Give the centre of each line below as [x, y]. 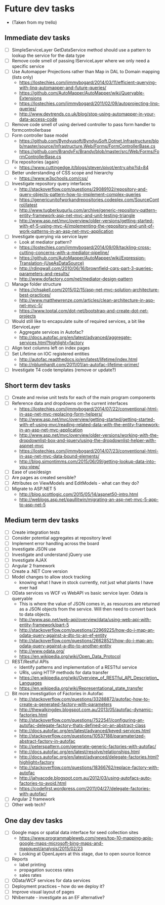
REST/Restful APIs [30, 662]
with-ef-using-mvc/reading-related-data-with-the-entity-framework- [89, 424]
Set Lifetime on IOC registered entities [51, 353]
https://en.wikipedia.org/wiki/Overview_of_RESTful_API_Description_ [89, 678]
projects [27, 316]
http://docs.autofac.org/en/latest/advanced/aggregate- [75, 338]
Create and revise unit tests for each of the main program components [83, 398]
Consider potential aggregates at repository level [62, 538]
